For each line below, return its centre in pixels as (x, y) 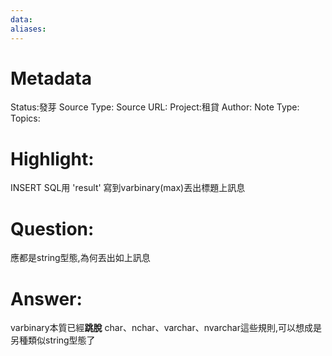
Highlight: (52, 158)
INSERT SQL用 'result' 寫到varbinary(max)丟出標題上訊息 (128, 188)
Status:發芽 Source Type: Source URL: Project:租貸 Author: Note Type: (155, 107)
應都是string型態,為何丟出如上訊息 (80, 258)
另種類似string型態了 (53, 340)
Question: (52, 228)
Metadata (51, 78)
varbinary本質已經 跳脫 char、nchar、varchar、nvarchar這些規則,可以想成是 (166, 328)
